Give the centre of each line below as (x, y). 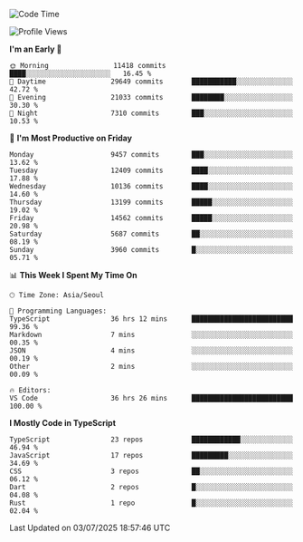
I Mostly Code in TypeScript (62, 423)
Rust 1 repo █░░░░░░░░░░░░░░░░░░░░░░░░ (151, 503)
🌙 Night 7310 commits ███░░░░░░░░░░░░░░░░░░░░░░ (151, 113)
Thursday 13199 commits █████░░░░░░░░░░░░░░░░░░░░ (151, 202)
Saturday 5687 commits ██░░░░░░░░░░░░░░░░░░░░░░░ (151, 234)
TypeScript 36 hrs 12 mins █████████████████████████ (151, 319)
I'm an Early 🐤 (36, 49)
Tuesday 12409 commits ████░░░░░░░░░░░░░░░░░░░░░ (151, 170)
